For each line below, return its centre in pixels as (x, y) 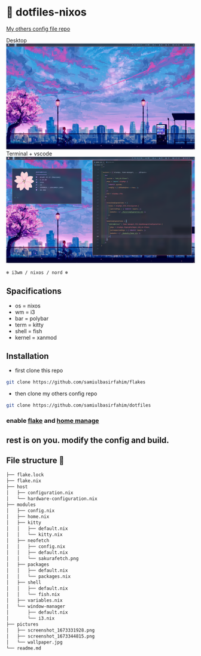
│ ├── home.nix (28, 517)
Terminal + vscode (29, 154)
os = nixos (28, 306)
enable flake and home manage (53, 421)
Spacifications (34, 292)
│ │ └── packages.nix (38, 576)
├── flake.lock (25, 475)
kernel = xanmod (36, 337)
